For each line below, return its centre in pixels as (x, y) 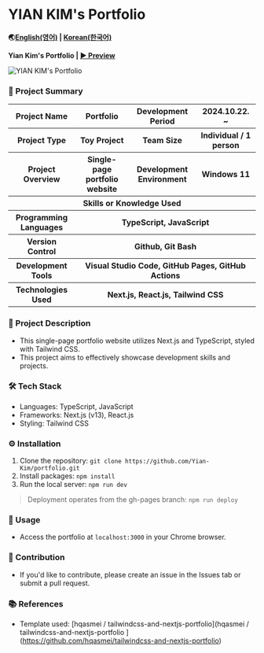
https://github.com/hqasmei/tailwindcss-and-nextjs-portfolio (121, 641)
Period (162, 121)
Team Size (162, 141)
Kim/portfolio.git (49, 469)
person (225, 146)
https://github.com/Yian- (167, 462)
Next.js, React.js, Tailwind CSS (165, 295)
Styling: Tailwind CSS (54, 423)
